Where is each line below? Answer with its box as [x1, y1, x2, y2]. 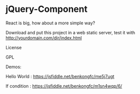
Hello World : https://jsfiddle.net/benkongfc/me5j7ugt [5, 73, 115, 79]
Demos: [5, 64, 22, 70]
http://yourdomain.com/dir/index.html [5, 35, 82, 41]
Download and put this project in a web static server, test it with [5, 29, 136, 35]
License [5, 44, 22, 50]
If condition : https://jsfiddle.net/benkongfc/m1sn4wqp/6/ [5, 83, 123, 89]
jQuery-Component [5, 3, 88, 15]
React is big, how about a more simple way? [5, 20, 95, 26]
